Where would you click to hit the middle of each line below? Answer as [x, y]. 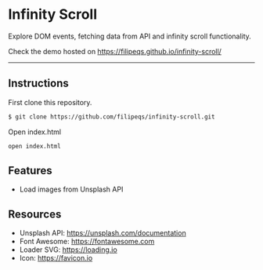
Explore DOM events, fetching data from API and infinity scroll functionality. [130, 36]
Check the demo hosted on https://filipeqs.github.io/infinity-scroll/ [115, 51]
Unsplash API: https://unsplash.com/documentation [103, 233]
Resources [35, 214]
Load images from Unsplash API [71, 189]
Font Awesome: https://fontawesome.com [87, 242]
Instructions [38, 84]
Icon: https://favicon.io [56, 258]
